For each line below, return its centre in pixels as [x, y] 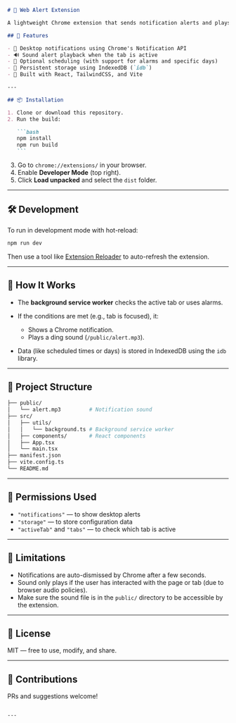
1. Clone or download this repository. [66, 113]
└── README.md [28, 469]
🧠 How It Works [41, 285]
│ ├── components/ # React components [77, 436]
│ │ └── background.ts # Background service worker [91, 429]
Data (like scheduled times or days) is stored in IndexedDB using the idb [122, 351]
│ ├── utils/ [29, 423]
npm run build [37, 145]
